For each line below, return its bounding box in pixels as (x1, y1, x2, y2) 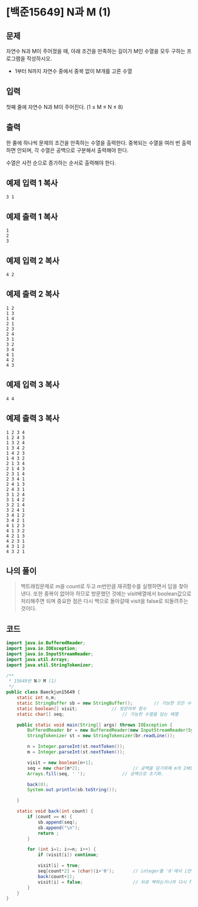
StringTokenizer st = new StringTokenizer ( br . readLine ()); (27, 733, 176, 739)
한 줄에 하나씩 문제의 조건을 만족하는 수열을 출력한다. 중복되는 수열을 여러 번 (6, 139, 181, 146)
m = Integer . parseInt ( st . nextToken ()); (27, 749, 126, 755)
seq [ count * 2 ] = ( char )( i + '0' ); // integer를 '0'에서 (37, 868, 182, 874)
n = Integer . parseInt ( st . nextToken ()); (27, 744, 126, 750)
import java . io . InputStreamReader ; (6, 651, 94, 657)
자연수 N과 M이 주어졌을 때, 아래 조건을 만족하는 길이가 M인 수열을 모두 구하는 (6, 48, 186, 54)
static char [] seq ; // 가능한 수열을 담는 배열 (16, 711, 179, 717)
